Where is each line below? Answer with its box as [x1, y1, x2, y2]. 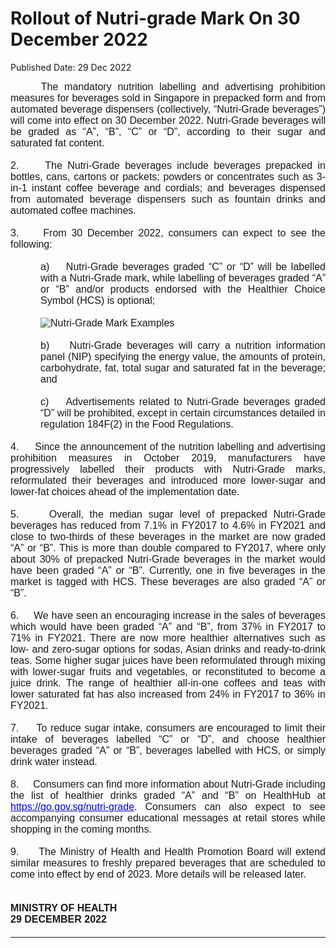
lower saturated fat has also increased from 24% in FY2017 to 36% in [10, 688, 326, 700]
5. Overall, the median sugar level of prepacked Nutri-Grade [10, 508, 326, 520]
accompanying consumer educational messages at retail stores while [10, 812, 326, 824]
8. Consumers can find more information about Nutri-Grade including [10, 778, 326, 790]
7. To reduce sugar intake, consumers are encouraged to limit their [10, 722, 326, 734]
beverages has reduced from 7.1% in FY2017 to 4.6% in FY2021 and [10, 519, 326, 531]
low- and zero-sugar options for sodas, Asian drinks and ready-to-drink [10, 643, 327, 655]
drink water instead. [10, 755, 98, 767]
